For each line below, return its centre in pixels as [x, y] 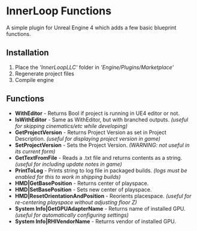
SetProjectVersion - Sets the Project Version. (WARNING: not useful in [102, 145]
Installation [28, 53]
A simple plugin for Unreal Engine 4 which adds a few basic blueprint [91, 28]
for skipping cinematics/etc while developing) [71, 126]
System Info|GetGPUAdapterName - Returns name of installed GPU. [100, 208]
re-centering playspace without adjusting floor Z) [76, 202]
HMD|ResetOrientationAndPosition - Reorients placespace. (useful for [103, 196]
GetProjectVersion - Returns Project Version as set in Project [90, 132]
